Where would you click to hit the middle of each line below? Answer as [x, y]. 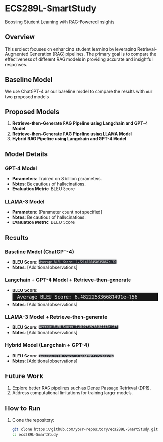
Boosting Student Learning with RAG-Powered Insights [60, 22]
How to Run [23, 408]
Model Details [26, 154]
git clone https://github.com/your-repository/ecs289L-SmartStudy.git [85, 430]
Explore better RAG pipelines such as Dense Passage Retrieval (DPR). [81, 388]
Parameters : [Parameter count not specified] [57, 212]
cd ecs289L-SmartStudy [35, 435]
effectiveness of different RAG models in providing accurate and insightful [79, 59]
